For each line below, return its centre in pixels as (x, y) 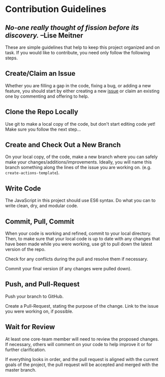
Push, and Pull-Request (42, 284)
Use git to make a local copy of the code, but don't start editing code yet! (80, 124)
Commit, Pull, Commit (40, 221)
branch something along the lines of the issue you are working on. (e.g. (78, 168)
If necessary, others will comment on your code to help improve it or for (79, 344)
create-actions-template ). (32, 173)
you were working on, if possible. (39, 311)
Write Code (23, 188)
